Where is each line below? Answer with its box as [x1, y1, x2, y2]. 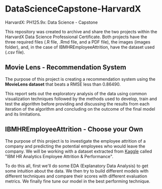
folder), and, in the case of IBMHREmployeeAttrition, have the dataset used [5, 44, 155, 50]
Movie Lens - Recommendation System [5, 63, 127, 72]
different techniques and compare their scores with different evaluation [5, 173, 147, 179]
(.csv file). [5, 49, 25, 55]
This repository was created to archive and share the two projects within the [5, 29, 158, 34]
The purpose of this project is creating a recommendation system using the [5, 76, 156, 82]
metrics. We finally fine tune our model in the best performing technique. [5, 178, 150, 184]
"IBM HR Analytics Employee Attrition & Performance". [5, 153, 113, 159]
